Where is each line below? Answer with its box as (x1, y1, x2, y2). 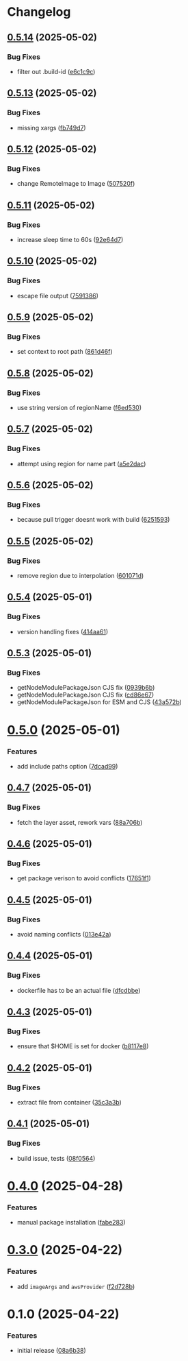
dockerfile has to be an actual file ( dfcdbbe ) (16, 986, 141, 994)
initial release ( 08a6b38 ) (16, 1347, 87, 1355)
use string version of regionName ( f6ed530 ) (16, 404, 142, 411)
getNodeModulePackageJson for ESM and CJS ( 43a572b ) (16, 698, 183, 706)
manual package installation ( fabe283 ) (16, 1218, 126, 1227)
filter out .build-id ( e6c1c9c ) (16, 67, 96, 75)
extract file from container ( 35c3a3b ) (16, 1098, 122, 1107)
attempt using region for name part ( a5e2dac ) (16, 459, 146, 468)
